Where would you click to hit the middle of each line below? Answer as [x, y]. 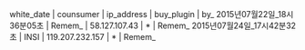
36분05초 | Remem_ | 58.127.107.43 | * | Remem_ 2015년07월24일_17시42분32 [153, 25]
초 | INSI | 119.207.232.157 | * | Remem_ [83, 37]
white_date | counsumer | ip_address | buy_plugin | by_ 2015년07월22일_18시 [152, 14]
